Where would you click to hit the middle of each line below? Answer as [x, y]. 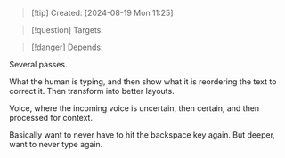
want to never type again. [56, 144]
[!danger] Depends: [67, 47]
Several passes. [39, 64]
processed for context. [51, 118]
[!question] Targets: [67, 30]
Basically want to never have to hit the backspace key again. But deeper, [142, 135]
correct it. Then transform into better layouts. [92, 91]
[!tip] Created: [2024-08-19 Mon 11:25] [102, 13]
